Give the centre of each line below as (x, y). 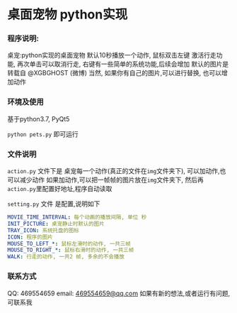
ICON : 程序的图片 (30, 237)
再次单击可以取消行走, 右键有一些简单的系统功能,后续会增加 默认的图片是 (122, 64)
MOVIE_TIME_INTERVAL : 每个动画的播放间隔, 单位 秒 (77, 217)
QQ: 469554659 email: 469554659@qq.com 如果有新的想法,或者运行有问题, (119, 293)
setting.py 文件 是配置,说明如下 (54, 204)
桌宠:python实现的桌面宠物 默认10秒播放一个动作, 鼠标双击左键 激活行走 (112, 55)
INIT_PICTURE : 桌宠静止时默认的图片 (56, 224)
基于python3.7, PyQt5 (39, 119)
